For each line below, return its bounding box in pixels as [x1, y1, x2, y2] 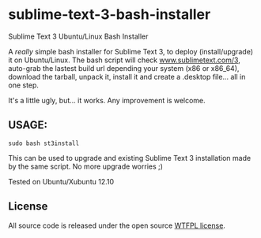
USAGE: [8, 118, 48, 132]
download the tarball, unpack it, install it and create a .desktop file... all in [8, 72, 246, 81]
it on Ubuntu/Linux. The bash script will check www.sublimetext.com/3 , [8, 55, 241, 65]
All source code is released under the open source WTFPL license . [8, 221, 225, 230]
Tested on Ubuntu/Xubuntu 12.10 [8, 177, 115, 186]
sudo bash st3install [8, 139, 80, 147]
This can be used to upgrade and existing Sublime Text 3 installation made [8, 153, 252, 162]
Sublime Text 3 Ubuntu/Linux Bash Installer [8, 32, 149, 41]
